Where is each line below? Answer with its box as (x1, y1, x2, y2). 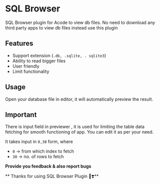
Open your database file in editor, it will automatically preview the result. (5, 96, 154, 102)
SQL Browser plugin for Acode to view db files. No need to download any (5, 19, 156, 25)
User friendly (12, 63, 40, 69)
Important (5, 110, 37, 119)
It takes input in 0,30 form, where (5, 139, 73, 145)
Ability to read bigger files (12, 58, 66, 64)
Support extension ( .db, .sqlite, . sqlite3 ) (12, 52, 106, 58)
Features (5, 39, 33, 48)
